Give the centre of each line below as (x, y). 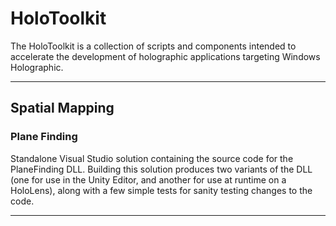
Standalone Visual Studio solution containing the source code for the (152, 158)
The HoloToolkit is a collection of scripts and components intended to (153, 46)
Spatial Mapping (62, 108)
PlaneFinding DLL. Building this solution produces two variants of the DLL (161, 169)
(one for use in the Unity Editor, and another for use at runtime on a (148, 179)
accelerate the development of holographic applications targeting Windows (165, 56)
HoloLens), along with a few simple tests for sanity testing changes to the (161, 190)
